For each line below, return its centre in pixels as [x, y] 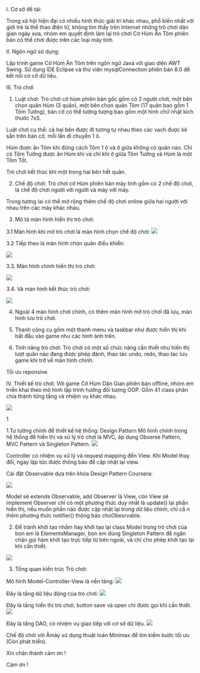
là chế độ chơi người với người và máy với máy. [72, 190]
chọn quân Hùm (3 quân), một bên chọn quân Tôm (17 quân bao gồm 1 [102, 105]
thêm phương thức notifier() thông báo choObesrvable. [74, 515]
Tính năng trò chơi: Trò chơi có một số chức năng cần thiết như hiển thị [102, 348]
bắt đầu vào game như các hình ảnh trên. [65, 336]
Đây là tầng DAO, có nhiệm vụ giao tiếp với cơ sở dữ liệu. [76, 623]
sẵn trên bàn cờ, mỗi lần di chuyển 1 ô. [53, 136]
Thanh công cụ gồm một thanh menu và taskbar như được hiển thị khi [101, 330]
